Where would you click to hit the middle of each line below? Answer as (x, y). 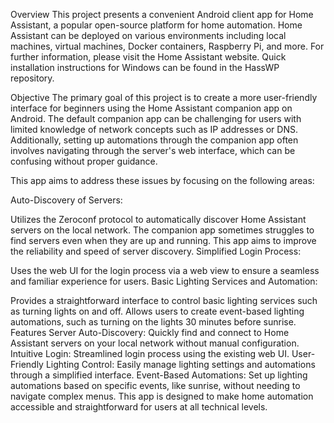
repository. (32, 78)
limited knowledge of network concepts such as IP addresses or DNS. (154, 129)
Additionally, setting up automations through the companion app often (154, 140)
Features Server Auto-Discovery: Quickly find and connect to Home (150, 332)
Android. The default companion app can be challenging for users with (156, 118)
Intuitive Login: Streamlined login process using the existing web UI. (150, 353)
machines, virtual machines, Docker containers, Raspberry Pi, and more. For (167, 46)
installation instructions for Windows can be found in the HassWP (145, 67)
